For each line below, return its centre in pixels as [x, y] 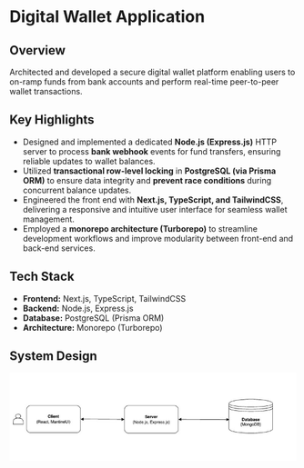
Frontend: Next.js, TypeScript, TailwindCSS [104, 298]
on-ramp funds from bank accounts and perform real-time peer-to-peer [144, 82]
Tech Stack [42, 277]
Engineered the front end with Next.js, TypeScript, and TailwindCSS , [153, 199]
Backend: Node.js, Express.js [78, 308]
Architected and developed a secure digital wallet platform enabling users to [152, 72]
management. [49, 219]
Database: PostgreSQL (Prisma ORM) [93, 318]
